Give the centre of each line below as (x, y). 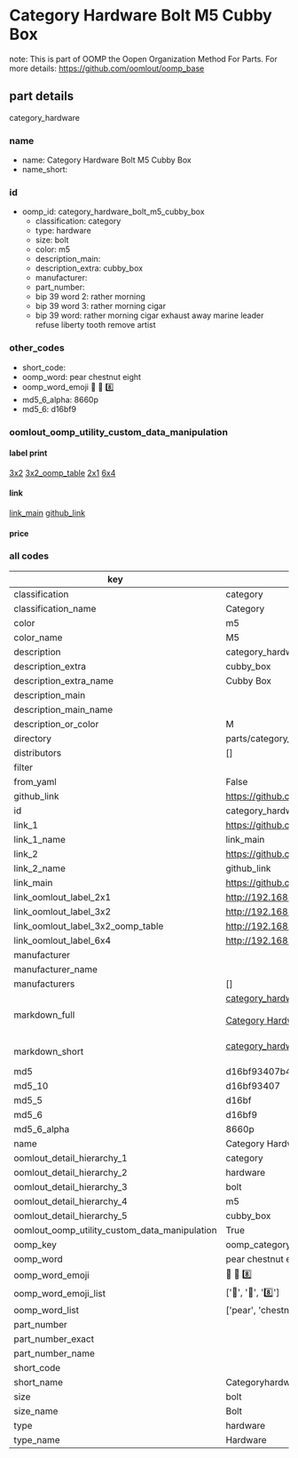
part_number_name (54, 1353)
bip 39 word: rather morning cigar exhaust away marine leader (149, 315)
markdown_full (44, 1015)
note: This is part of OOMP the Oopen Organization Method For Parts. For (143, 59)
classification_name (55, 608)
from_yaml (35, 781)
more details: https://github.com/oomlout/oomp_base (107, 68)
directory (32, 738)
